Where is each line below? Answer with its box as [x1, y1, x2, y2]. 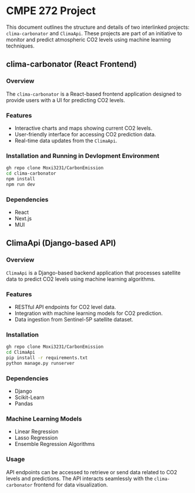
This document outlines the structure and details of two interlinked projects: [6, 24, 190, 31]
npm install [6, 176, 35, 182]
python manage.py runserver [6, 360, 75, 366]
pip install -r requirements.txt [6, 355, 88, 361]
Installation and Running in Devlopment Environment [6, 152, 160, 160]
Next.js [14, 215, 32, 222]
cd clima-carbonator [6, 170, 57, 177]
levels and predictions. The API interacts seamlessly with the [6, 475, 153, 482]
